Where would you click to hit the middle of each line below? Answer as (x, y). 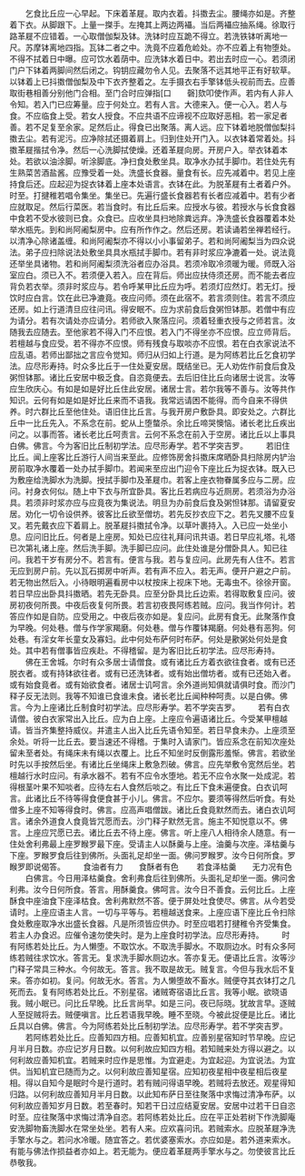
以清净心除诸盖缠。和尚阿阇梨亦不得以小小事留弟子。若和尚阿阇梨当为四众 (148, 241)
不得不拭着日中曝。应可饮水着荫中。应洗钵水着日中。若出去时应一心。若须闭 (152, 59)
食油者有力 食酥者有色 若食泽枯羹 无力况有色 (187, 867)
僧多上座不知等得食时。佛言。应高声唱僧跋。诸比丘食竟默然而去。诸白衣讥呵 (152, 810)
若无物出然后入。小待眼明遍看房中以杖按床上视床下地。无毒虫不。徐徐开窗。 (152, 582)
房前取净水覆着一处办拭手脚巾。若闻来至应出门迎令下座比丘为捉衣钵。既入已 (152, 468)
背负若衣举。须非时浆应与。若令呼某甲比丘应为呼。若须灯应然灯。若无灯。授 (152, 286)
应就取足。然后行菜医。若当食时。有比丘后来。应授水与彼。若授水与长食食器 (152, 207)
